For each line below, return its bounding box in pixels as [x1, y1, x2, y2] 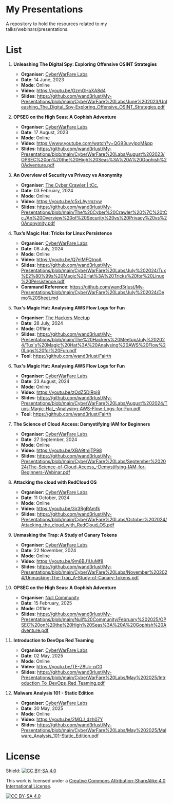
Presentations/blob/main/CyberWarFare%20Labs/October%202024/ [21, 516, 167, 522]
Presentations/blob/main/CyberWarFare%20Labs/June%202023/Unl [21, 98, 167, 104]
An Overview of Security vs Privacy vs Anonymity [13, 172, 123, 178]
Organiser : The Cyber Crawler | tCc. [21, 181, 99, 188]
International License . [6, 783, 52, 789]
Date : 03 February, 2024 [21, 187, 73, 193]
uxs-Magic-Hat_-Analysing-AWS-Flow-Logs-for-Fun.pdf [21, 405, 141, 412]
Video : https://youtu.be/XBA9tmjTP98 [21, 447, 102, 453]
